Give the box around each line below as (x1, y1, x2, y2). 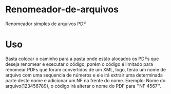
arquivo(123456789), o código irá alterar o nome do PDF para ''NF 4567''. (5, 83, 162, 89)
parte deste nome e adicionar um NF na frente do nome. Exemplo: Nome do (5, 77, 166, 83)
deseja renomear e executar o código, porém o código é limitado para (5, 61, 153, 67)
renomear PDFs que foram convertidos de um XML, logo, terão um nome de (5, 66, 166, 72)
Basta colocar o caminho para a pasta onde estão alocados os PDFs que (5, 55, 159, 62)
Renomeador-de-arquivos (5, 4, 119, 15)
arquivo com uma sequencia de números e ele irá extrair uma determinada (5, 72, 163, 78)
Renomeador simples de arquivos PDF (5, 21, 86, 27)
